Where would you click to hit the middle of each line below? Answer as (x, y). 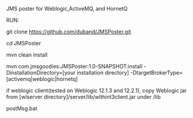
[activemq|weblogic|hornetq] (42, 79)
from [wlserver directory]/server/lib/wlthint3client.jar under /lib (84, 97)
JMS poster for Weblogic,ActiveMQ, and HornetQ (67, 9)
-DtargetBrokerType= (157, 73)
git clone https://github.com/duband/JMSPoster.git (69, 32)
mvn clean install (27, 55)
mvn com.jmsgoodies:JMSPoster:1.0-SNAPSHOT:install (74, 66)
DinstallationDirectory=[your (41, 73)
